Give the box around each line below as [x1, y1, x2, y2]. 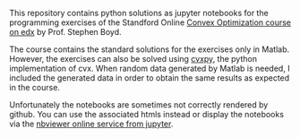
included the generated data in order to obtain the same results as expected [9, 73, 290, 83]
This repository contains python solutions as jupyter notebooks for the [9, 8, 269, 18]
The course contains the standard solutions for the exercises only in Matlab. [9, 44, 289, 55]
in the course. [9, 82, 61, 92]
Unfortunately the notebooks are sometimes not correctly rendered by [9, 99, 269, 110]
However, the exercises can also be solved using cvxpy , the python [9, 54, 258, 64]
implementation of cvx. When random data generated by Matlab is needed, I [9, 63, 290, 73]
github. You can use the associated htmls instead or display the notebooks [9, 109, 285, 119]
